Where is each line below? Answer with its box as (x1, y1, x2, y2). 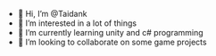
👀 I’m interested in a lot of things (17, 18, 137, 28)
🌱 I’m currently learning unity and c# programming (17, 28, 204, 37)
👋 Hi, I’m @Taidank (17, 9, 87, 19)
